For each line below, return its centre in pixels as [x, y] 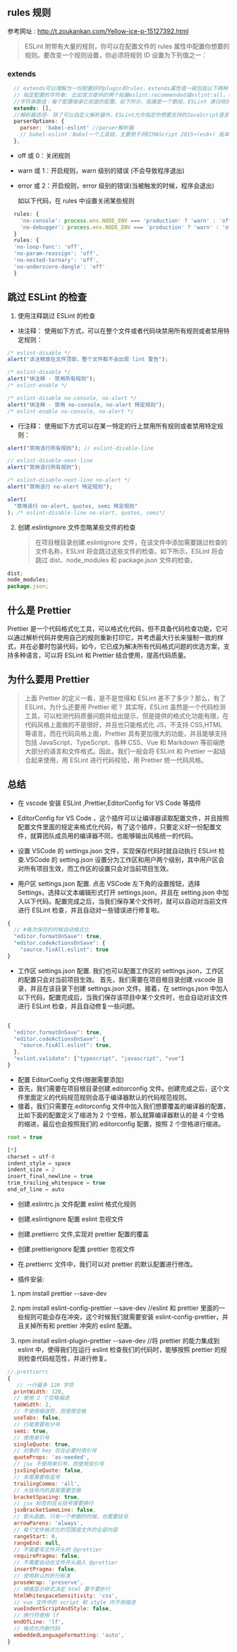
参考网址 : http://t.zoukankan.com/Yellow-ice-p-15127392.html [98, 31]
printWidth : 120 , [39, 1391]
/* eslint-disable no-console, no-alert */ [72, 398]
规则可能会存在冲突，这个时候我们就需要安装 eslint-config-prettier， [123, 1316]
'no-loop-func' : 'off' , [48, 247]
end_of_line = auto [36, 1190]
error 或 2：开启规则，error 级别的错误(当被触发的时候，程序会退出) [116, 186]
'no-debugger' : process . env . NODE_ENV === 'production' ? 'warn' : [120, 227]
